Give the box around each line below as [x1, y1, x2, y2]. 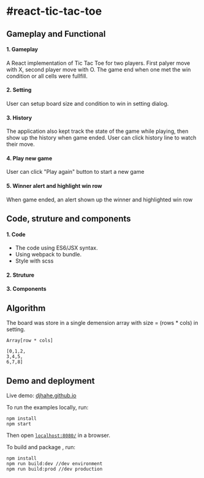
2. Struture [6, 271, 35, 278]
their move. [6, 141, 35, 148]
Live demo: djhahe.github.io [6, 392, 77, 399]
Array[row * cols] [6, 338, 53, 344]
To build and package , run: [6, 444, 75, 450]
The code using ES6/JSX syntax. [15, 244, 98, 252]
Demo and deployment [6, 375, 95, 386]
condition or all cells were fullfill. [6, 72, 88, 80]
